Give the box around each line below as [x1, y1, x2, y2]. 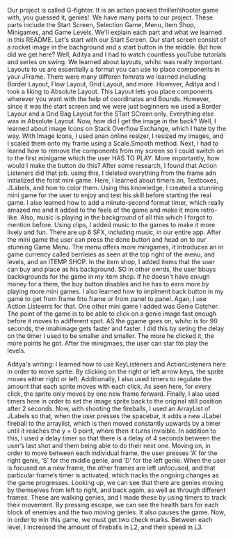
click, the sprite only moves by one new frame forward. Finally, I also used [7, 390, 220, 398]
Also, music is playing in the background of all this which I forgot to [20, 213, 213, 222]
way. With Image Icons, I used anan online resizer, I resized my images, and [7, 132, 224, 140]
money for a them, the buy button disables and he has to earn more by [7, 280, 209, 288]
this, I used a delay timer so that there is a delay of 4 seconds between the [7, 434, 221, 442]
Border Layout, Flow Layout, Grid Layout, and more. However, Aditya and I [7, 80, 220, 88]
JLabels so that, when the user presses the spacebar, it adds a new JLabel [7, 412, 221, 420]
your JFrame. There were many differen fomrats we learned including [7, 72, 207, 81]
